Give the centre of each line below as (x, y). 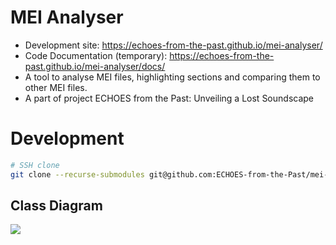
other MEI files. (56, 87)
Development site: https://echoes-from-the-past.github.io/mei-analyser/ (173, 45)
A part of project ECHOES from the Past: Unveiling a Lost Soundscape (169, 98)
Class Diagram (56, 206)
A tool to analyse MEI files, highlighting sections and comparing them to (172, 77)
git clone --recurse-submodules (77, 174)
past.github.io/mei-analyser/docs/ (95, 66)
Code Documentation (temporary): (96, 55)
